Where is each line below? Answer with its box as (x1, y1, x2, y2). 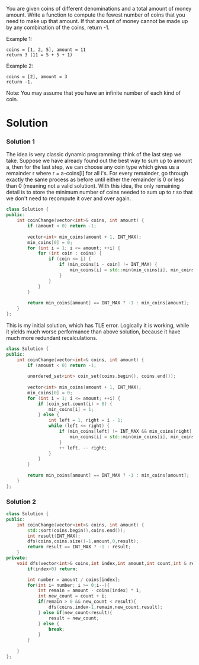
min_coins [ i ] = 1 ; (48, 406, 94, 412)
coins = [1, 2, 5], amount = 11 (6, 47, 86, 53)
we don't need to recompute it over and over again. (6, 195, 131, 202)
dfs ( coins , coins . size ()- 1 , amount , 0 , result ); (27, 538, 139, 544)
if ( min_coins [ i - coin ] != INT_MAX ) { (59, 262, 158, 268)
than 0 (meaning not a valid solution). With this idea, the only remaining (6, 182, 180, 189)
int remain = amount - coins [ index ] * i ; (37, 587, 142, 594)
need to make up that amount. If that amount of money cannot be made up (6, 18, 188, 24)
